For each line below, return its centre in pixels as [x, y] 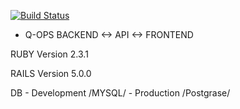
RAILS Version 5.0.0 [51, 73]
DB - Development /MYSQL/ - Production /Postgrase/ [120, 93]
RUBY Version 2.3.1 [49, 54]
